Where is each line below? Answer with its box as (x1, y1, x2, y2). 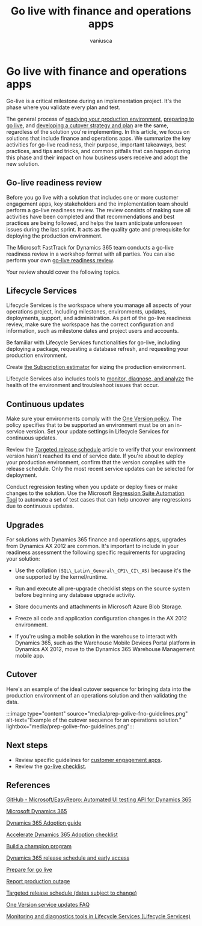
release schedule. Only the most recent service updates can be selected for (6, 465, 194, 473)
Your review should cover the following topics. (6, 268, 121, 276)
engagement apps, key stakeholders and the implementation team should (6, 200, 188, 207)
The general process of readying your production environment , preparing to (6, 115, 194, 122)
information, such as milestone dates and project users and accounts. (6, 327, 179, 335)
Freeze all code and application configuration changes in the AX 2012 (14, 614, 188, 622)
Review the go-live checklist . (14, 763, 87, 770)
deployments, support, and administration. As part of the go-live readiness (6, 315, 191, 322)
